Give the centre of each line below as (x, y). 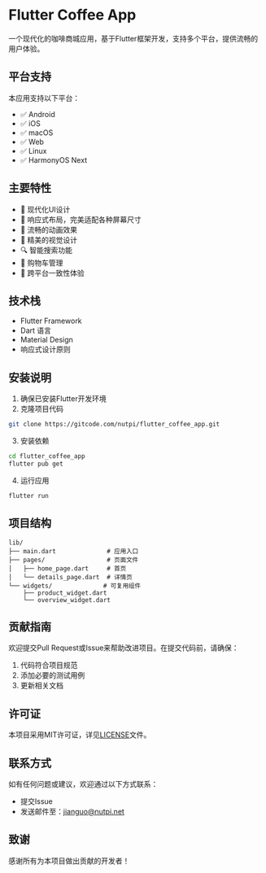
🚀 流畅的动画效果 (48, 229)
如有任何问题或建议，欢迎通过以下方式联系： (83, 784)
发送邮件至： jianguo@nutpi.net (72, 811)
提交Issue (36, 801)
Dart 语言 (35, 330)
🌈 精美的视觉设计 (48, 240)
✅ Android (37, 114)
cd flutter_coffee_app (47, 456)
